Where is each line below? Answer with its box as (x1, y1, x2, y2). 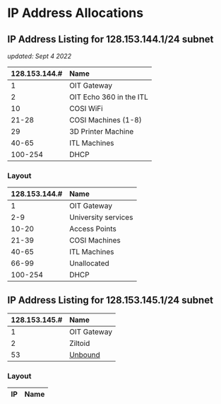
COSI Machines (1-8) (69, 115, 143, 125)
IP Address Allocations (7, 5, 143, 21)
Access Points (69, 224, 117, 234)
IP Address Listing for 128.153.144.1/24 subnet (7, 33, 214, 45)
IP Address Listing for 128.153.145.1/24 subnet (7, 294, 214, 306)
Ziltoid (69, 338, 90, 348)
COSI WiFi (69, 104, 104, 113)
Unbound (69, 350, 100, 360)
